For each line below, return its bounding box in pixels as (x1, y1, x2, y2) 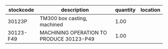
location (140, 6, 160, 13)
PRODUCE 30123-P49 (39, 35, 95, 42)
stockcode (8, 6, 34, 13)
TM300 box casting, (39, 15, 87, 21)
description (60, 6, 89, 13)
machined (39, 21, 63, 28)
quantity (114, 6, 136, 13)
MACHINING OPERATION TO (39, 29, 107, 36)
